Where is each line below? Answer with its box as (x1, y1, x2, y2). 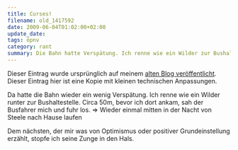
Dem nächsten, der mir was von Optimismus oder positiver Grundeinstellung (7, 127, 230, 135)
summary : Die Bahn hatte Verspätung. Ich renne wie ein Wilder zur (7, 50, 211, 57)
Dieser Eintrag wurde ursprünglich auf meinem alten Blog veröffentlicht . (7, 69, 217, 78)
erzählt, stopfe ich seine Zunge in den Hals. (7, 134, 135, 142)
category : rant (7, 43, 52, 50)
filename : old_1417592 (7, 17, 74, 24)
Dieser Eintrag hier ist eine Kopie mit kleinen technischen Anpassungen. (7, 76, 217, 85)
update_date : (7, 30, 46, 37)
